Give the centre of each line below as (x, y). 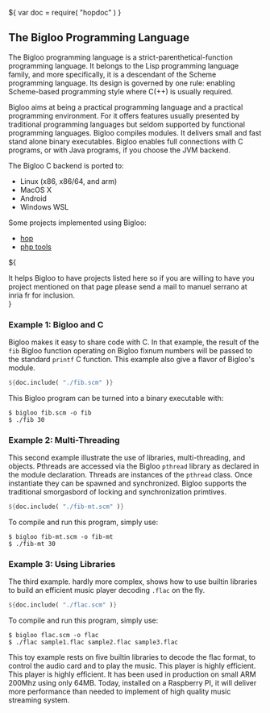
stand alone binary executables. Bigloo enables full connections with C (126, 141)
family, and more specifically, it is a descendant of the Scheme (112, 74)
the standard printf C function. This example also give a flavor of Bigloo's (132, 360)
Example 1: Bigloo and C (56, 324)
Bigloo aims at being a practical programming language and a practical (126, 107)
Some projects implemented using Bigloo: (77, 223)
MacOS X (36, 190)
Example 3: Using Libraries (62, 565)
